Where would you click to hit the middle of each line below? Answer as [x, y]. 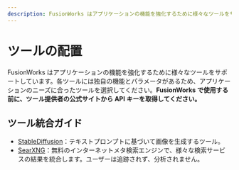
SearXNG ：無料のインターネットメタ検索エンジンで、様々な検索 [112, 150]
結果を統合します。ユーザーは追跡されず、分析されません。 [117, 159]
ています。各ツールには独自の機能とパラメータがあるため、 [113, 81]
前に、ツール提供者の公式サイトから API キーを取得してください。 [104, 98]
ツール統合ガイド [45, 123]
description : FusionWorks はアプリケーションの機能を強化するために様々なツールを [118, 14]
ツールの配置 [45, 51]
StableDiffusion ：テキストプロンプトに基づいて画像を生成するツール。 [121, 142]
